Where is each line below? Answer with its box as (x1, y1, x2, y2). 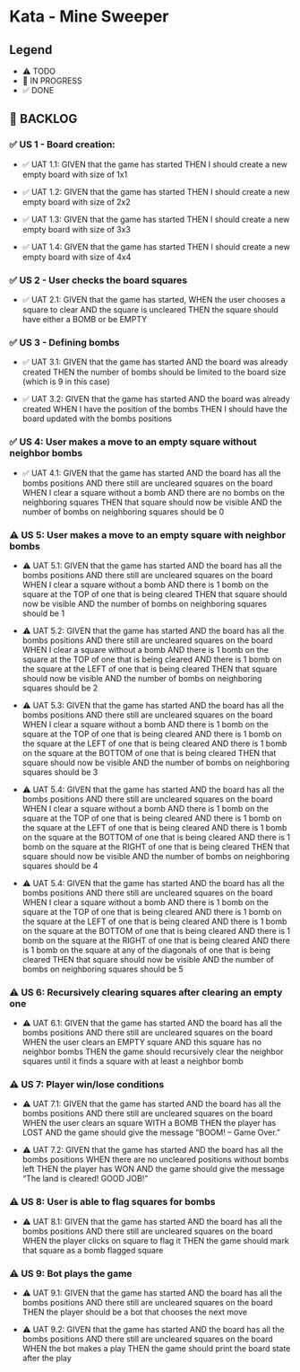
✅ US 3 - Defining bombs (9, 336, 120, 348)
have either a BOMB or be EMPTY (21, 313, 148, 324)
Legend (9, 42, 53, 57)
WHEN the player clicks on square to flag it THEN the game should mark (21, 1235, 289, 1245)
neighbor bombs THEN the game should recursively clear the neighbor (21, 1046, 284, 1057)
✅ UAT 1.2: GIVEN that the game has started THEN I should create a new (21, 186, 290, 197)
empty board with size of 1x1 (21, 169, 128, 180)
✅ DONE (21, 85, 55, 95)
